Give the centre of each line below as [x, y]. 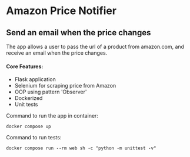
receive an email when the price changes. [57, 53]
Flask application [35, 79]
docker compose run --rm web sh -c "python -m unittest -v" [81, 148]
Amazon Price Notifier [61, 11]
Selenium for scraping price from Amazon [65, 86]
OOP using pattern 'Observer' [51, 92]
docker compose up [29, 127]
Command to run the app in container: [52, 116]
